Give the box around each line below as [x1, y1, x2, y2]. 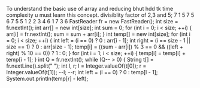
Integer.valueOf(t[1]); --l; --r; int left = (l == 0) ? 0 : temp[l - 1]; [6, 69, 158, 75]
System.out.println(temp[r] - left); [6, 75, 89, 82]
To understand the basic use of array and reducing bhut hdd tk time [6, 5, 174, 12]
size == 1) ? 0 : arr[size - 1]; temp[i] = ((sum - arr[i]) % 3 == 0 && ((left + [6, 43, 184, 50]
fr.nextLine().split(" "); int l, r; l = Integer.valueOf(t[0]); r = [6, 62, 147, 69]
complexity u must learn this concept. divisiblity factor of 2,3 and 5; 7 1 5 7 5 [6, 11, 195, 19]
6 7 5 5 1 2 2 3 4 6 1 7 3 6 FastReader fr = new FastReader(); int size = [6, 18, 178, 25]
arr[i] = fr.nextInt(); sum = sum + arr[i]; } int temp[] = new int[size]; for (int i [6, 31, 190, 38]
